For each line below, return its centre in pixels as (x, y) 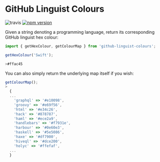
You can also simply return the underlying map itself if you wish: (70, 73)
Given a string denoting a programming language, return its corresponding (80, 32)
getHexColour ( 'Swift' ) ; (29, 55)
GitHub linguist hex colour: (32, 37)
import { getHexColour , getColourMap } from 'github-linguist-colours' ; (80, 46)
